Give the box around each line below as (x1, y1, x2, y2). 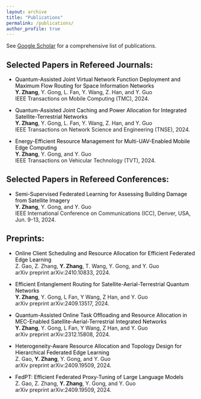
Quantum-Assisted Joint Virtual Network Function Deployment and (14, 76, 181, 83)
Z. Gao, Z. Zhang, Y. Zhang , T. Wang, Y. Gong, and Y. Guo (14, 262, 159, 269)
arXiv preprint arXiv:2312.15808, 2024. (14, 330, 110, 338)
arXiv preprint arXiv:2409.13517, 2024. (14, 299, 110, 307)
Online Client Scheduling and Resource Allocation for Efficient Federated (14, 249, 196, 257)
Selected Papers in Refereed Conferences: (6, 174, 170, 185)
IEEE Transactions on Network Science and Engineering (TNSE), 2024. (14, 126, 191, 133)
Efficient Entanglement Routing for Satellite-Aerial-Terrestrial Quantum (14, 280, 190, 287)
